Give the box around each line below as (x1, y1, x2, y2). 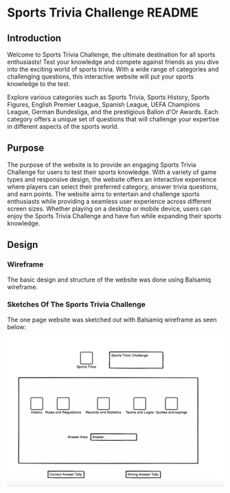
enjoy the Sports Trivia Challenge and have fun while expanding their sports (7, 211, 222, 220)
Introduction (7, 32, 62, 44)
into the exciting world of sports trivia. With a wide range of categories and (7, 65, 219, 73)
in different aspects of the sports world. (7, 123, 119, 130)
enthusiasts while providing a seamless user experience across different (7, 197, 211, 205)
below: (7, 322, 26, 331)
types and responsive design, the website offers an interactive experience (7, 175, 217, 183)
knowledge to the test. (7, 80, 71, 87)
